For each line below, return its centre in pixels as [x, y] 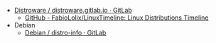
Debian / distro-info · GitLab [65, 32]
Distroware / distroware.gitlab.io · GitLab [73, 10]
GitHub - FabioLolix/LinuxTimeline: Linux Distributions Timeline [117, 18]
